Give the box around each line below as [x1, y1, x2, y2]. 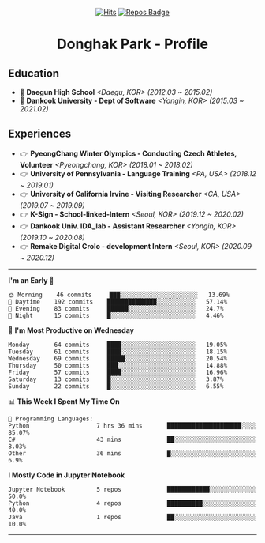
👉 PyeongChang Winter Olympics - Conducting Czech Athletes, [19, 149, 237, 158]
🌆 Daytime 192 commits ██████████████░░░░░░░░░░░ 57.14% [8, 297, 227, 306]
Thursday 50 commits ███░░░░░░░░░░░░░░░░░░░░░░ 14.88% [8, 361, 227, 369]
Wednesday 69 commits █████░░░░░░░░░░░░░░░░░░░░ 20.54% [8, 354, 227, 363]
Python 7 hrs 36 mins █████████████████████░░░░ [8, 421, 256, 430]
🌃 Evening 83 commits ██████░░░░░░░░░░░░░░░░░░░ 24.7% [8, 304, 224, 312]
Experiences [8, 127, 72, 141]
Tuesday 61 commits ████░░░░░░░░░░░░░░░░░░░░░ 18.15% [8, 348, 227, 356]
